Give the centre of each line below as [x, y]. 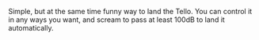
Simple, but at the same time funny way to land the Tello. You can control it [130, 11]
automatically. [31, 28]
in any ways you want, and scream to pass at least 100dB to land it [117, 20]
